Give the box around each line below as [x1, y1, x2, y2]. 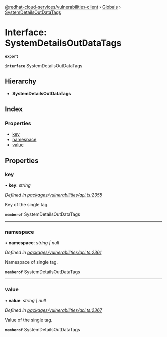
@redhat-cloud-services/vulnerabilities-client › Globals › [5, 4, 121, 10]
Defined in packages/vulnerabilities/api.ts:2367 [5, 307, 103, 313]
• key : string [5, 182, 31, 188]
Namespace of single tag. [5, 259, 58, 265]
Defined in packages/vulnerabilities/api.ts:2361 [5, 249, 102, 256]
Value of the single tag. [5, 317, 53, 323]
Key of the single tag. [5, 202, 49, 208]
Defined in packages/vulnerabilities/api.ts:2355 [5, 192, 103, 198]
